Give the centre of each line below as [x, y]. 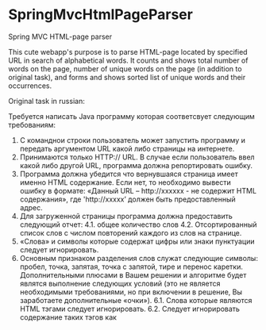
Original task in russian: [46, 101]
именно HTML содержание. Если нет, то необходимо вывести [125, 182]
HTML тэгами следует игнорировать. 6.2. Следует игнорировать [130, 309]
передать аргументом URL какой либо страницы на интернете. [127, 148]
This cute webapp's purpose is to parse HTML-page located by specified [128, 52]
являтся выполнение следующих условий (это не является [120, 283]
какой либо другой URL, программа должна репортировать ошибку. [136, 165]
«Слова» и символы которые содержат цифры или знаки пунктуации [137, 241]
